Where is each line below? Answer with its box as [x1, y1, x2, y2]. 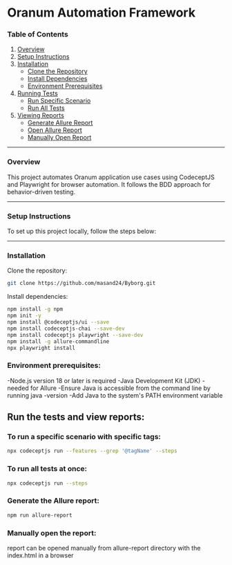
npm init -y [7, 313, 41, 319]
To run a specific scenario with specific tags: [7, 432, 161, 441]
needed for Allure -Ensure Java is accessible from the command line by [7, 384, 211, 392]
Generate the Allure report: [7, 496, 100, 506]
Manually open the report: [7, 528, 97, 537]
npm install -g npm [7, 306, 64, 313]
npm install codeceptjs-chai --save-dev [7, 325, 126, 332]
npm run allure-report [7, 512, 72, 519]
